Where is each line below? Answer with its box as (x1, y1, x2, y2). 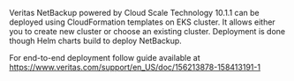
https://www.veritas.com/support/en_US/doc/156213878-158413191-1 (9, 62, 261, 72)
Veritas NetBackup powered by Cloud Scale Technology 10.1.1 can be (9, 8, 260, 18)
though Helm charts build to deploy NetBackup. (9, 35, 183, 46)
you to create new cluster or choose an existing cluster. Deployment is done (9, 26, 286, 36)
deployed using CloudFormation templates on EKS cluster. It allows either (9, 17, 275, 27)
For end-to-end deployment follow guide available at (9, 53, 200, 63)
